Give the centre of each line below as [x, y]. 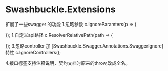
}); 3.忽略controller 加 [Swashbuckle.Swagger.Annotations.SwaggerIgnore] [85, 46]
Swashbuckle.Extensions [61, 9]
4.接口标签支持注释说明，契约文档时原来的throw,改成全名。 [68, 63]
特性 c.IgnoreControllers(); [33, 52]
